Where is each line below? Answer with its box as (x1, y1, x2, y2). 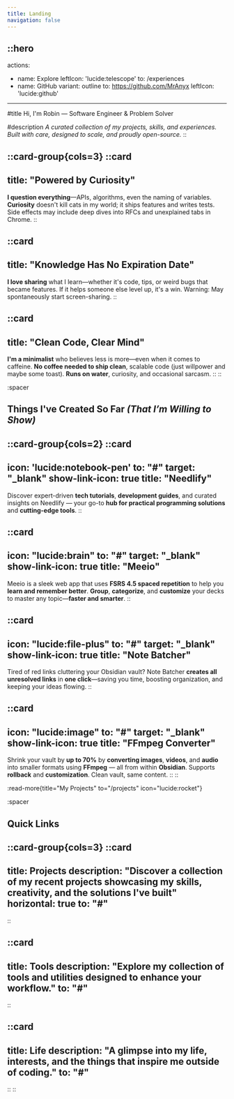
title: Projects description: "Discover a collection (7, 865, 223, 877)
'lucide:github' (17, 89, 59, 98)
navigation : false (7, 17, 61, 24)
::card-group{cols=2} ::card (7, 438, 132, 450)
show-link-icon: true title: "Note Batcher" (7, 649, 192, 661)
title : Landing (7, 10, 52, 17)
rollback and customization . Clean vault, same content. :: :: (7, 770, 179, 779)
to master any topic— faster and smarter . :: (7, 594, 131, 602)
